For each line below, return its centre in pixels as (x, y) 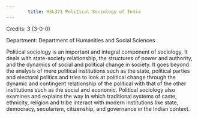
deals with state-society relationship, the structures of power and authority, (100, 58)
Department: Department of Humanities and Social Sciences (81, 40)
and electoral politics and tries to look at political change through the (91, 77)
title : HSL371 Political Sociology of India (84, 12)
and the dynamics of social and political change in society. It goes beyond (98, 64)
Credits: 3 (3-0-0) (28, 29)
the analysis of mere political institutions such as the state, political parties (98, 71)
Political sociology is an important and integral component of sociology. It (97, 52)
